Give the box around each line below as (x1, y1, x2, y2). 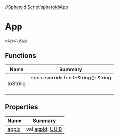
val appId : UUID (26, 125, 62, 132)
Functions (5, 51, 37, 60)
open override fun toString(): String (30, 74, 111, 81)
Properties (5, 103, 38, 111)
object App (5, 37, 27, 43)
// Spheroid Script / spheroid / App (5, 4, 68, 10)
